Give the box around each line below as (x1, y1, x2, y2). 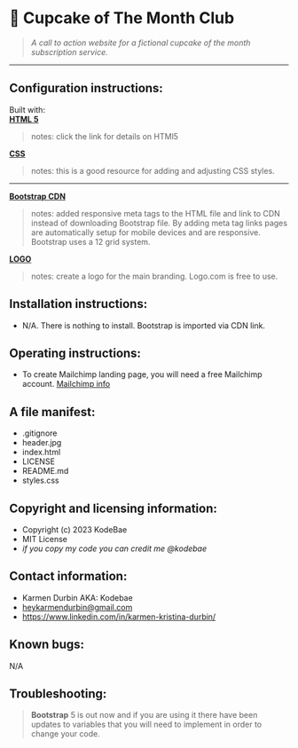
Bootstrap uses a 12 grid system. (30, 236, 151, 247)
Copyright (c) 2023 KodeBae (21, 524, 128, 535)
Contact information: (9, 569, 128, 584)
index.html (21, 447, 61, 458)
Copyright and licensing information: (9, 500, 217, 516)
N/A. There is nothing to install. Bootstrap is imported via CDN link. (21, 319, 266, 331)
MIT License (21, 534, 68, 544)
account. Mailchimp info (21, 379, 111, 390)
